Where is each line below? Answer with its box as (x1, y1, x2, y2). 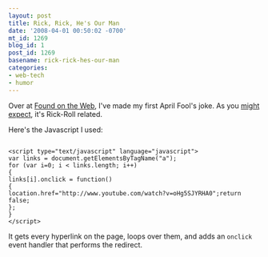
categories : (8, 64, 48, 72)
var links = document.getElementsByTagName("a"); (8, 154, 178, 163)
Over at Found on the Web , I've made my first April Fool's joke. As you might (8, 101, 260, 110)
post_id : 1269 (8, 49, 56, 57)
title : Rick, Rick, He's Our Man (8, 19, 120, 27)
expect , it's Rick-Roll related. (8, 109, 102, 118)
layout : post (8, 11, 52, 20)
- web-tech (8, 71, 45, 79)
